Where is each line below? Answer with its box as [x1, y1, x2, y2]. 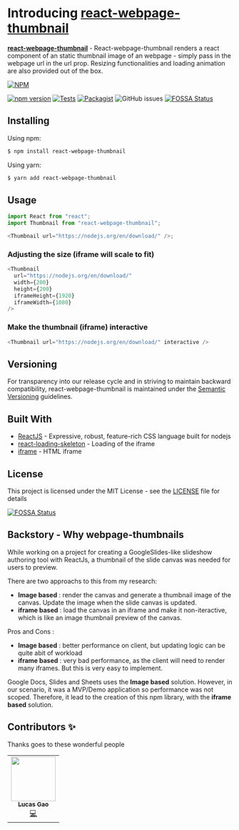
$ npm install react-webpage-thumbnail [7, 148, 126, 155]
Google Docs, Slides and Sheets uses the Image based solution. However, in [7, 677, 233, 686]
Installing [7, 115, 50, 127]
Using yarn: [7, 161, 41, 169]
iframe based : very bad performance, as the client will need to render [17, 656, 225, 664]
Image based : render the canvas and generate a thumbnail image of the [17, 590, 232, 599]
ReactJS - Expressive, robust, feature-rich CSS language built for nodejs [17, 432, 232, 440]
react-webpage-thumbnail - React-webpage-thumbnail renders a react [7, 44, 220, 52]
